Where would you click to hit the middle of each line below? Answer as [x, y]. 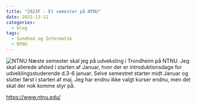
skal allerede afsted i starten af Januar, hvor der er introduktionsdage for [94, 67]
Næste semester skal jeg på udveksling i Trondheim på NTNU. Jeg [109, 61]
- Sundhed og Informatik [42, 39]
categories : [21, 22]
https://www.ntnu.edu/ [33, 97]
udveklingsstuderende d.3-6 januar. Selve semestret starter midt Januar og [97, 73]
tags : [13, 33]
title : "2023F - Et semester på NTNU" [54, 11]
